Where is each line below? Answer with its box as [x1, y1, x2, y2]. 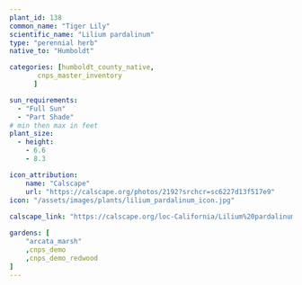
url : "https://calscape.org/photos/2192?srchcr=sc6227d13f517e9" [25, 187, 276, 196]
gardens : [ [9, 228, 50, 238]
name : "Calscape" [25, 179, 91, 188]
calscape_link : [9, 212, 67, 221]
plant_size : [9, 129, 54, 138]
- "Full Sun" [17, 104, 67, 113]
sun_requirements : [9, 95, 78, 104]
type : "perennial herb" [9, 38, 99, 48]
